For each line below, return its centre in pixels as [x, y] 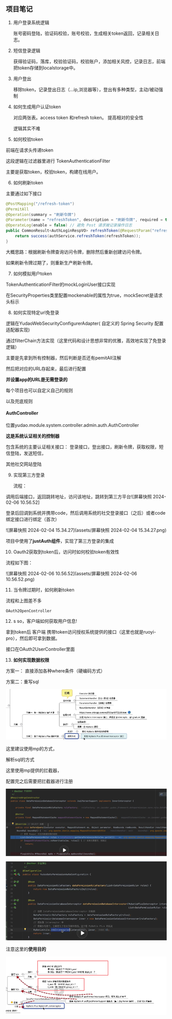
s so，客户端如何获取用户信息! [45, 621]
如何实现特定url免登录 [36, 312]
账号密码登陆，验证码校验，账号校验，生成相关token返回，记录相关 [84, 33]
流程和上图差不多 [24, 601]
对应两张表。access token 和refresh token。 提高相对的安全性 [78, 117]
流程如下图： [19, 563]
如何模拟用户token [33, 273]
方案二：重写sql [22, 682]
